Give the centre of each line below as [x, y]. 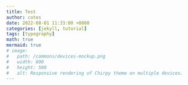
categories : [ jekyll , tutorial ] [46, 28]
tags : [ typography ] [31, 34]
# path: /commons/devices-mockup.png [56, 56]
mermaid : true [24, 45]
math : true [20, 40]
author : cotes [24, 17]
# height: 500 [26, 67]
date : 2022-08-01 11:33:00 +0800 [48, 23]
